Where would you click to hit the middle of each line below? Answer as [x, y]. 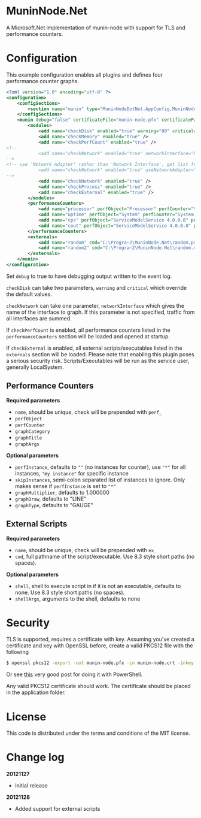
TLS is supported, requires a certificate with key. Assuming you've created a [100, 640]
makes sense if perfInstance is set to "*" [66, 486]
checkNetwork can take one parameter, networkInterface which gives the [95, 305]
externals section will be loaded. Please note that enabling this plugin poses [100, 354]
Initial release [31, 786]
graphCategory [32, 431]
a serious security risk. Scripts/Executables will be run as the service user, [98, 360]
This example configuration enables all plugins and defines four [85, 75]
